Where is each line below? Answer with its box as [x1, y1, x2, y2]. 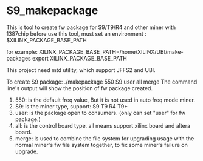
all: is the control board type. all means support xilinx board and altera [15, 122, 190, 129]
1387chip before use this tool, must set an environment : [6, 30, 147, 37]
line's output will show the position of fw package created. [6, 84, 153, 91]
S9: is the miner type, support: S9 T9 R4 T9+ [15, 102, 128, 110]
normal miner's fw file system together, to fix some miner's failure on [15, 141, 188, 148]
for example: [6, 48, 38, 55]
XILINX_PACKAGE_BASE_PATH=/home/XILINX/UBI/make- [39, 48, 184, 55]
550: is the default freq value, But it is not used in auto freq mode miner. [15, 96, 196, 103]
